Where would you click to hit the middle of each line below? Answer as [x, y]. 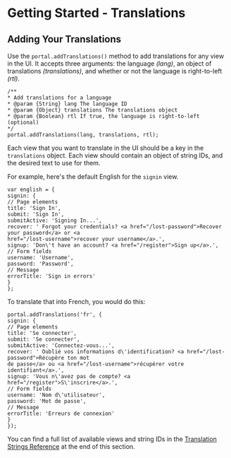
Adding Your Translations [64, 39]
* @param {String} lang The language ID [68, 104]
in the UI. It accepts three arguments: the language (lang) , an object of [110, 64]
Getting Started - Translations [96, 13]
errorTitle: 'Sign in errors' [52, 276]
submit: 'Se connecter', [44, 339]
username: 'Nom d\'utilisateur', [56, 395]
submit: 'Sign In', [36, 214]
